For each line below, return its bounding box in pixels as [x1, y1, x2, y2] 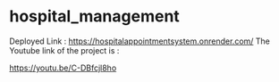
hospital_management [9, 6, 181, 27]
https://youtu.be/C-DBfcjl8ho [9, 62, 117, 73]
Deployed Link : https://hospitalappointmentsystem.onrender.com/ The [9, 36, 271, 46]
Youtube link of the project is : [9, 45, 120, 55]
